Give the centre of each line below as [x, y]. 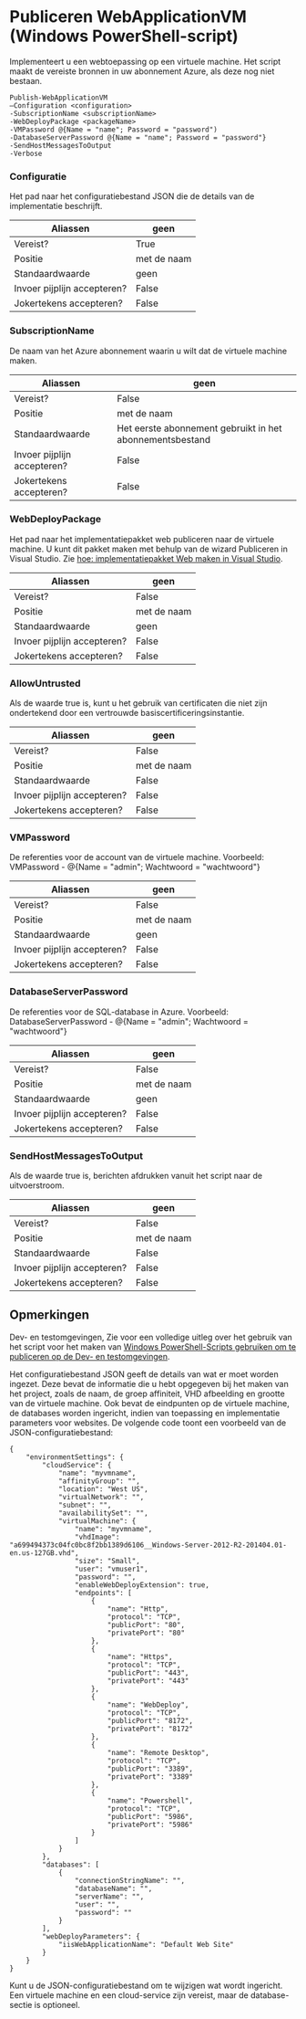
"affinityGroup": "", [99, 1481]
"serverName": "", [109, 1897]
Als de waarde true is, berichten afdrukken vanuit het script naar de [136, 1176]
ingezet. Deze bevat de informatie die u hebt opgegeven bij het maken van [149, 1383]
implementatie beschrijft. [56, 206]
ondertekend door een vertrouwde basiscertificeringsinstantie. [127, 713]
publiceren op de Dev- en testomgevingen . [90, 1356]
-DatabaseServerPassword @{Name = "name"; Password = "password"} [138, 137]
